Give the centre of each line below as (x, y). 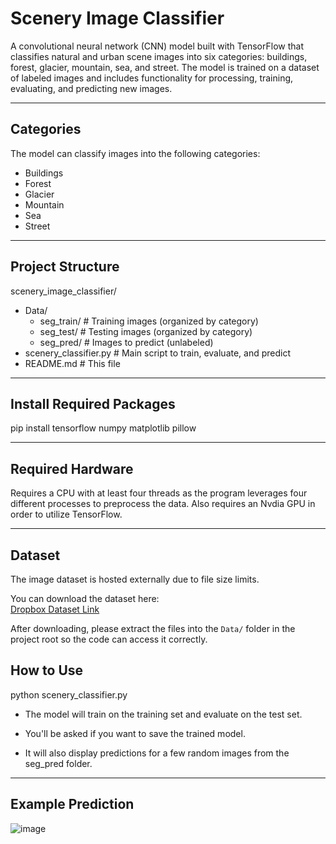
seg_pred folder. (58, 763)
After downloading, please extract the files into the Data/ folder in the (153, 628)
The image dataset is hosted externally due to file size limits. (135, 579)
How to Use (47, 670)
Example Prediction (72, 804)
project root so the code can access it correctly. (109, 639)
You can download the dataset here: (85, 598)
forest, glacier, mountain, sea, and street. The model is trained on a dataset (165, 67)
